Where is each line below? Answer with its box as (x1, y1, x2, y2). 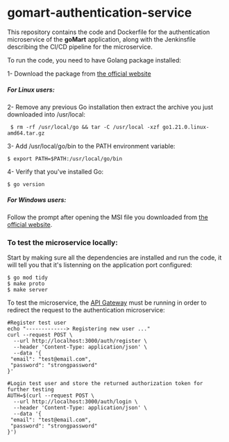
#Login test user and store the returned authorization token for (7, 380, 203, 387)
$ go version (7, 180, 45, 188)
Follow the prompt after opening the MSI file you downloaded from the (7, 213, 208, 221)
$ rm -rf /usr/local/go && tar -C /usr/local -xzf (10, 124, 160, 130)
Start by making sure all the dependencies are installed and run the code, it (7, 253, 222, 262)
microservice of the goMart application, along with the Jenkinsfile (7, 35, 196, 43)
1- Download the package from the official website (7, 69, 151, 78)
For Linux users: (7, 85, 56, 94)
